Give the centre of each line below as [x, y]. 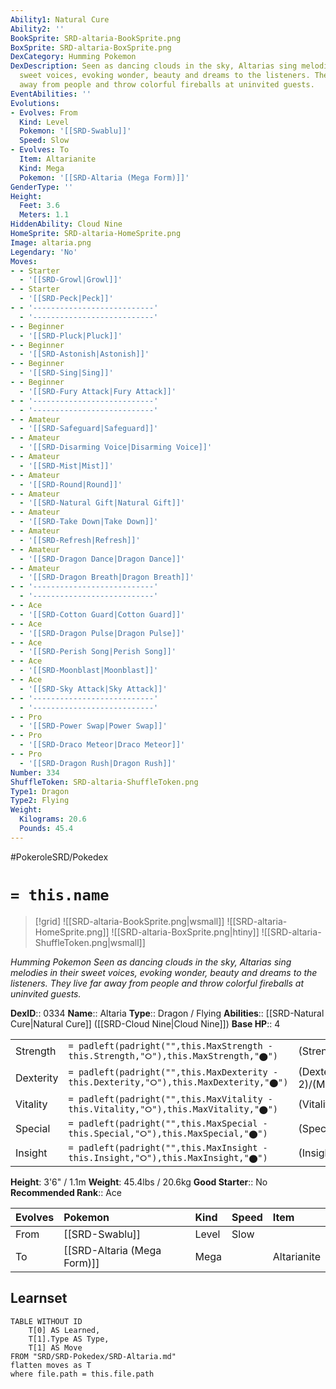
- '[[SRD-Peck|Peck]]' [66, 299]
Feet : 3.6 [39, 206]
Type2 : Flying [40, 801]
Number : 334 [35, 772]
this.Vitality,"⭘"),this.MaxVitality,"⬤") [173, 1109]
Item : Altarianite [58, 159]
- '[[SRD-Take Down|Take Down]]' [89, 522]
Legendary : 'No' [44, 252]
